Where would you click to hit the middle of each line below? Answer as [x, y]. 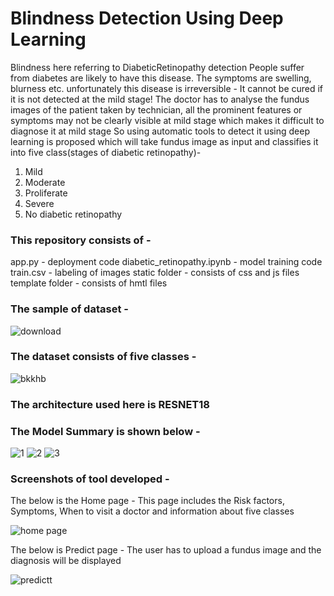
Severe [39, 203]
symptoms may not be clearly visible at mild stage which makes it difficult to [167, 120]
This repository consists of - [81, 240]
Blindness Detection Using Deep [147, 18]
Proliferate [46, 193]
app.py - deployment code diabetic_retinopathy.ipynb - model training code [166, 262]
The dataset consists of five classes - [103, 357]
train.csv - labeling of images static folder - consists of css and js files [155, 273]
